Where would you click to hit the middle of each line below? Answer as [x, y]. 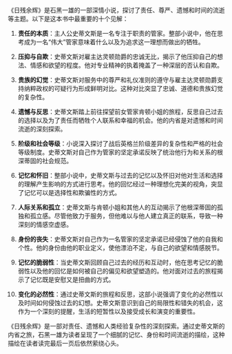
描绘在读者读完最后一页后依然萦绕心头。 [65, 343]
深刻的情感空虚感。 [45, 225]
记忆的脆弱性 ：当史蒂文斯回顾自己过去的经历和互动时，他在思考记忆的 [117, 262]
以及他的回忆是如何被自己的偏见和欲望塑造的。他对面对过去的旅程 [124, 271]
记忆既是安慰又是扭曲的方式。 [72, 280]
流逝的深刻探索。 [42, 129]
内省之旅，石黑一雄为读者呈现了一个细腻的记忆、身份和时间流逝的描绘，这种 [116, 335]
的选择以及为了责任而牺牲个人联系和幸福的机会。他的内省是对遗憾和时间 [120, 120]
